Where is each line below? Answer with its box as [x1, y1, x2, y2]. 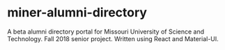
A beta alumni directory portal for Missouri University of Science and [7, 27, 205, 36]
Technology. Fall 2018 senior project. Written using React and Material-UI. [7, 34, 219, 42]
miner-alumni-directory [7, 5, 148, 21]
